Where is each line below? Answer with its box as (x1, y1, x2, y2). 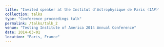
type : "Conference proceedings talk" (5, 16, 82, 21)
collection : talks (5, 12, 42, 17)
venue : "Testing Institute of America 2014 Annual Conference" (5, 25, 137, 30)
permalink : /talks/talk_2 (5, 21, 58, 26)
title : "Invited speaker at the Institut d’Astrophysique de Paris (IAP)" (5, 7, 161, 12)
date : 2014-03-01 (5, 30, 41, 35)
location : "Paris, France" (5, 35, 60, 40)
